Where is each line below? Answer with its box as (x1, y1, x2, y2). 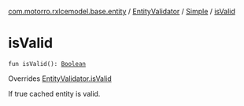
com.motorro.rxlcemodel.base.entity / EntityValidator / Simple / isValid (8, 7, 236, 16)
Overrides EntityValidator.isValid (8, 74, 112, 83)
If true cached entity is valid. (8, 89, 101, 98)
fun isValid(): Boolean (8, 60, 87, 68)
